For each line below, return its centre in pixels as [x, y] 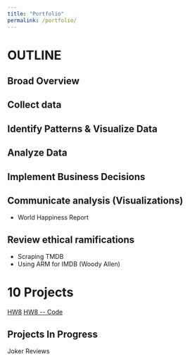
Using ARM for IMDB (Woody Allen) [69, 264]
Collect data [34, 105]
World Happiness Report [53, 217]
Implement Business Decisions [76, 177]
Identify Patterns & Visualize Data [82, 128]
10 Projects [40, 292]
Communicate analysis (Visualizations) [95, 201]
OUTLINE [34, 55]
